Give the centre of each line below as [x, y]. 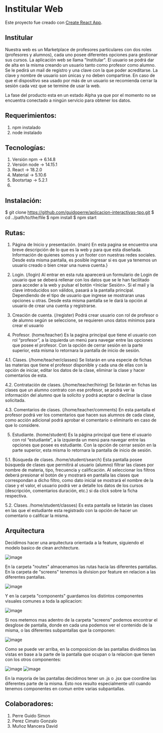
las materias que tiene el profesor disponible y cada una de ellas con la [76, 365]
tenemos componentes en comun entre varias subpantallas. [65, 688]
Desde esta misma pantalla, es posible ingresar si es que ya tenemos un [84, 260]
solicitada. [15, 400]
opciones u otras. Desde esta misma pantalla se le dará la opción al [80, 301]
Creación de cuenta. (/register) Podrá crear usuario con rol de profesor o [85, 315]
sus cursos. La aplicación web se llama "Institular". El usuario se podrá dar [80, 60]
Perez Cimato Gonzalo [35, 721]
